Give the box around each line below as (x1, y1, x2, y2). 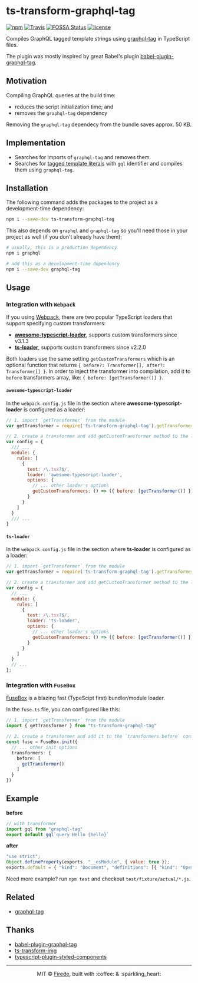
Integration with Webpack (6, 301, 76, 309)
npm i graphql (6, 250, 41, 256)
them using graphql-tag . (14, 166, 74, 173)
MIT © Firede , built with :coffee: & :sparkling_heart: (37, 970, 161, 977)
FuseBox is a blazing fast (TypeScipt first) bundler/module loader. (6, 694, 165, 702)
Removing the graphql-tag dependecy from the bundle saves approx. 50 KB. (6, 121, 192, 128)
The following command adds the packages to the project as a (6, 199, 158, 206)
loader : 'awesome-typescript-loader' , (27, 471, 123, 478)
